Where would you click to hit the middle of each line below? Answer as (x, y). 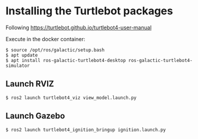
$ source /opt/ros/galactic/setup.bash (55, 50)
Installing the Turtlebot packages (89, 11)
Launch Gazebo (35, 116)
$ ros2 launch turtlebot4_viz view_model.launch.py (71, 98)
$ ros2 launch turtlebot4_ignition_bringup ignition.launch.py (86, 129)
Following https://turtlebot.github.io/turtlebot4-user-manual (79, 27)
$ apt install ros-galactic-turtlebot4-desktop (66, 60)
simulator (18, 66)
